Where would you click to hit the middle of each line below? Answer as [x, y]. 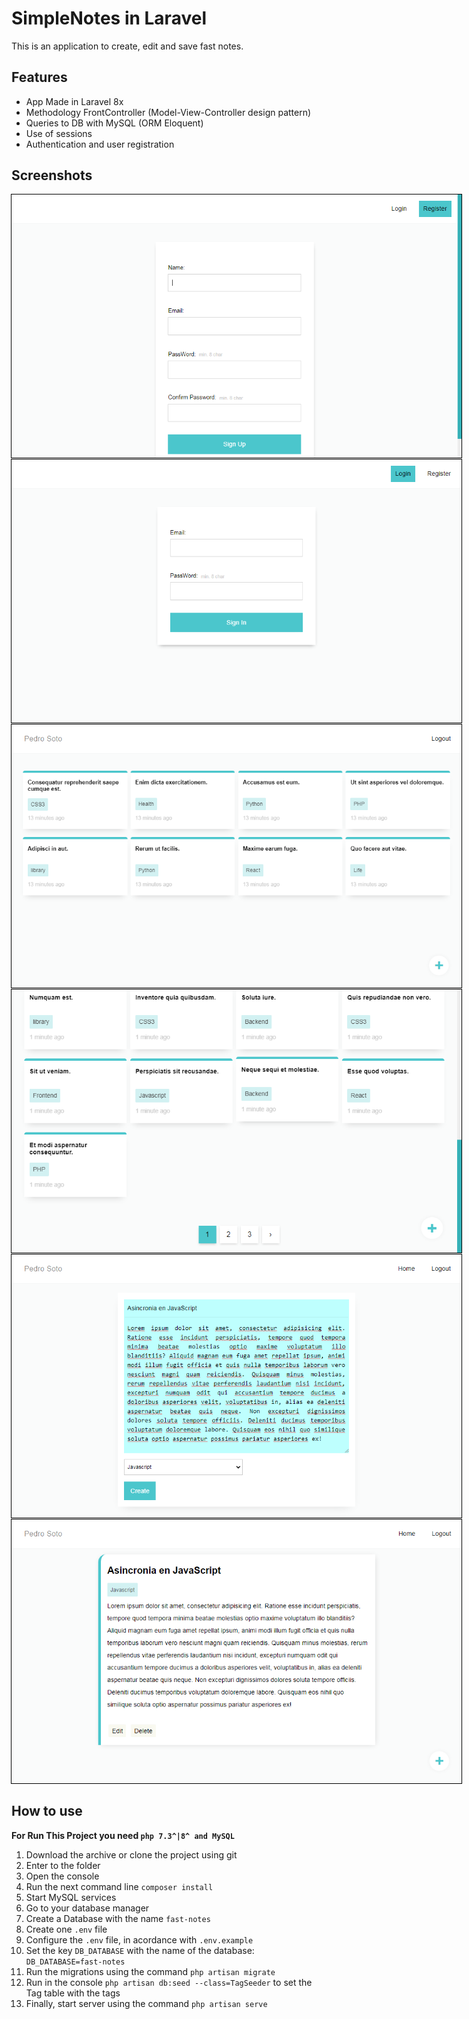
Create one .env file [66, 1929]
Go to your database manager [87, 1908]
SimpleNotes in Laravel [109, 18]
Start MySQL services [71, 1897]
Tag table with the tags [73, 1993]
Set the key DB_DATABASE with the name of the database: [140, 1950]
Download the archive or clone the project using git [131, 1854]
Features [39, 77]
